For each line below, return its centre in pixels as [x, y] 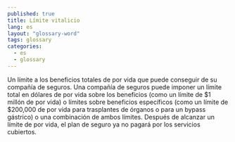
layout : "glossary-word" [44, 33]
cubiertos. [22, 131]
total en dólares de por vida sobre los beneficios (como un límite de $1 [109, 94]
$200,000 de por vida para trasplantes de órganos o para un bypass [107, 109]
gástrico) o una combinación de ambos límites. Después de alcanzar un [111, 117]
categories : [25, 46]
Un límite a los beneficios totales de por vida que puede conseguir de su [112, 79]
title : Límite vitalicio [44, 20]
